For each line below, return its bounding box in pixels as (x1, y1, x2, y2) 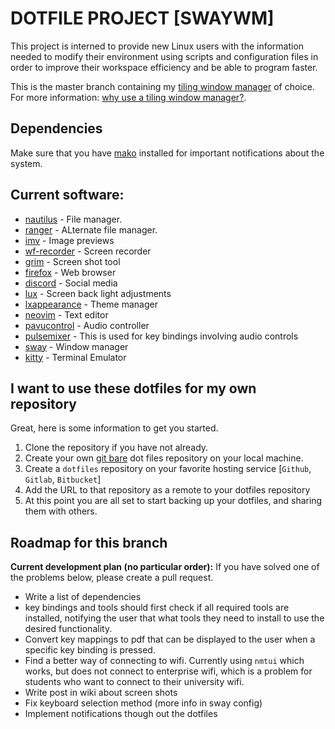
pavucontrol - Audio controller (24, 319, 150, 331)
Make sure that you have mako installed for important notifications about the (10, 147, 325, 159)
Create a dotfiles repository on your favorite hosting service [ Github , (24, 463, 312, 475)
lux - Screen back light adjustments (24, 287, 172, 299)
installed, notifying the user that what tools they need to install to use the (24, 612, 325, 624)
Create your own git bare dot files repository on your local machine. (24, 452, 304, 464)
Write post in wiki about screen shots (24, 687, 178, 699)
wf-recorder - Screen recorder (24, 245, 152, 257)
